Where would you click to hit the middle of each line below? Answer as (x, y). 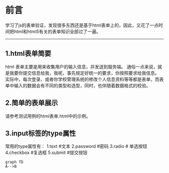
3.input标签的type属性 (41, 133)
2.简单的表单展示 (32, 103)
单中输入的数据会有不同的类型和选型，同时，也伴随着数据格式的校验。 (78, 85)
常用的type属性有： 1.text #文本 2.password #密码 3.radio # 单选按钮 (76, 146)
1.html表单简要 (28, 54)
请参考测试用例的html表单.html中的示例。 (48, 116)
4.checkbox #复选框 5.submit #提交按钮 (47, 153)
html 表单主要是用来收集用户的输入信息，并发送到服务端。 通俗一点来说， (81, 66)
